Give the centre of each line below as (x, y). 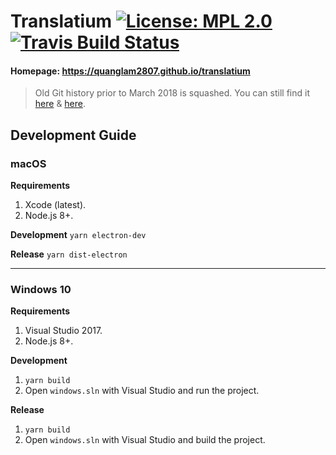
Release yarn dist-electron (69, 254)
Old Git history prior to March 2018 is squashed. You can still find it (172, 93)
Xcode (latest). (55, 205)
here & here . (60, 104)
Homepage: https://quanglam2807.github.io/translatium (130, 71)
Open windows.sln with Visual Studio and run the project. (142, 391)
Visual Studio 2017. (63, 331)
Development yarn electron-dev (78, 235)
